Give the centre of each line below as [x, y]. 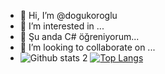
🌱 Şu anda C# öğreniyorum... [79, 36]
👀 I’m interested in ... [62, 26]
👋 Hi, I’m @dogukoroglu [68, 15]
